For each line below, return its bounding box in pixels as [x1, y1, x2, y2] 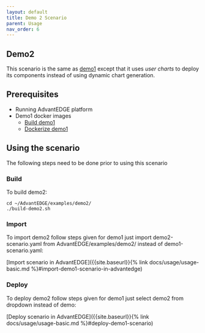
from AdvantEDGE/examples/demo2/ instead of [43, 240, 163, 248]
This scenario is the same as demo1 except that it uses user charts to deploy [6, 65, 199, 72]
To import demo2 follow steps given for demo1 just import [6, 234, 152, 241]
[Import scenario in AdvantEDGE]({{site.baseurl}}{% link [6, 259, 148, 266]
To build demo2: [6, 188, 48, 196]
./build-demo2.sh [6, 205, 51, 212]
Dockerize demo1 [24, 125, 69, 132]
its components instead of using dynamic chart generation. [6, 72, 155, 79]
